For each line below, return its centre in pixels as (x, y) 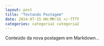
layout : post (19, 10)
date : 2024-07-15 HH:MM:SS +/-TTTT (42, 19)
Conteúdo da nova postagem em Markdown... (52, 38)
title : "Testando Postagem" (34, 14)
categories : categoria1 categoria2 (42, 24)
